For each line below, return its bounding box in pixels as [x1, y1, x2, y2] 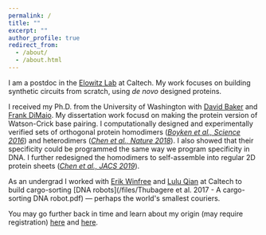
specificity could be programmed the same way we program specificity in [8, 144, 250, 154]
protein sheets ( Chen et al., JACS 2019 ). [8, 161, 140, 170]
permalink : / [8, 11, 52, 20]
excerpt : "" [8, 26, 48, 34]
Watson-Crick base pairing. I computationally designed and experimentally [8, 119, 253, 128]
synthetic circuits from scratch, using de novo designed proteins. [8, 86, 221, 96]
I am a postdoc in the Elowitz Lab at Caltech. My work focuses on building [8, 77, 251, 88]
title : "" [8, 19, 41, 27]
